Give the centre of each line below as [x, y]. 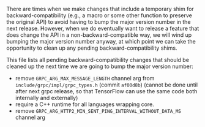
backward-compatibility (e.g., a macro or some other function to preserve [99, 15]
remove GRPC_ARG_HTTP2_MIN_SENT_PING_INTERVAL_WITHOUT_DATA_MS [98, 111]
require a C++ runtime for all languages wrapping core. [84, 104]
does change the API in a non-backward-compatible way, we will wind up [99, 35]
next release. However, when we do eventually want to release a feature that [103, 28]
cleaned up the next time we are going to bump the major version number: [100, 66]
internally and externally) [47, 98]
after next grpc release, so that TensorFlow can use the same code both [106, 91]
